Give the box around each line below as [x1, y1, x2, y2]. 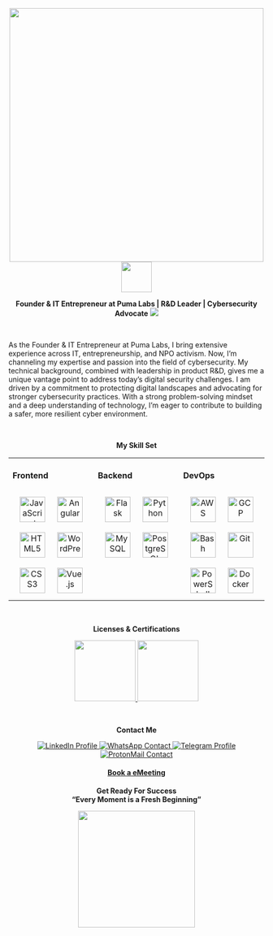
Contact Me [116, 725, 157, 735]
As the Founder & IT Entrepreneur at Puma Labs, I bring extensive [8, 340, 227, 349]
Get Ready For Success [96, 786, 177, 796]
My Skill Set [116, 441, 157, 450]
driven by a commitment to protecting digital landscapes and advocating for [8, 383, 262, 393]
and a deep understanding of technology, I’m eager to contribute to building [8, 400, 262, 410]
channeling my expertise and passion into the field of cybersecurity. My [8, 357, 249, 367]
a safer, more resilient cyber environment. [8, 409, 148, 418]
